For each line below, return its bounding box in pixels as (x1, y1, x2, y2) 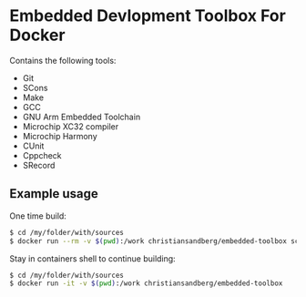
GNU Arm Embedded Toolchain (22, 111, 141, 122)
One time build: (9, 210, 66, 221)
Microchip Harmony (22, 130, 97, 141)
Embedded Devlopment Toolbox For (9, 5, 287, 26)
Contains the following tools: (9, 55, 117, 66)
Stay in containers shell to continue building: (9, 252, 176, 264)
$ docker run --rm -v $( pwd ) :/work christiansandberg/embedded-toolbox (9, 236, 287, 246)
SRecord (22, 159, 56, 170)
